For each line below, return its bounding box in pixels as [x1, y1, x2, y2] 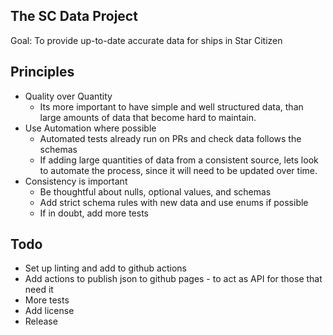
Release [24, 315, 58, 328]
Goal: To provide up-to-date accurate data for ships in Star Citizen [10, 34, 283, 46]
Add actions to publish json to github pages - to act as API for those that [24, 273, 323, 285]
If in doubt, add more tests [39, 207, 150, 219]
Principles [10, 64, 75, 81]
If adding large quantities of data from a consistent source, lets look [39, 154, 319, 166]
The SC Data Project [10, 8, 138, 25]
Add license [24, 305, 75, 317]
